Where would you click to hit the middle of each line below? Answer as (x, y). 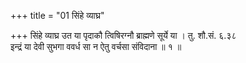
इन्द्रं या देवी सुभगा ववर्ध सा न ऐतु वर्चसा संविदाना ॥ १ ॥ (96, 46)
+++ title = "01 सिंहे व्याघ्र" (57, 15)
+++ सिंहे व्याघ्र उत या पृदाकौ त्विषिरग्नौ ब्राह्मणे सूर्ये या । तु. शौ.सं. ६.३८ (123, 35)
